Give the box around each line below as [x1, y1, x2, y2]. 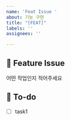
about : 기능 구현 [6, 14, 45, 20]
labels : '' [6, 25, 33, 31]
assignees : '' [6, 31, 42, 37]
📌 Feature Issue [6, 58, 65, 68]
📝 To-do [6, 92, 36, 102]
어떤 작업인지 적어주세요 [6, 74, 63, 81]
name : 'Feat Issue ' [6, 8, 58, 15]
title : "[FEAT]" [6, 20, 47, 26]
